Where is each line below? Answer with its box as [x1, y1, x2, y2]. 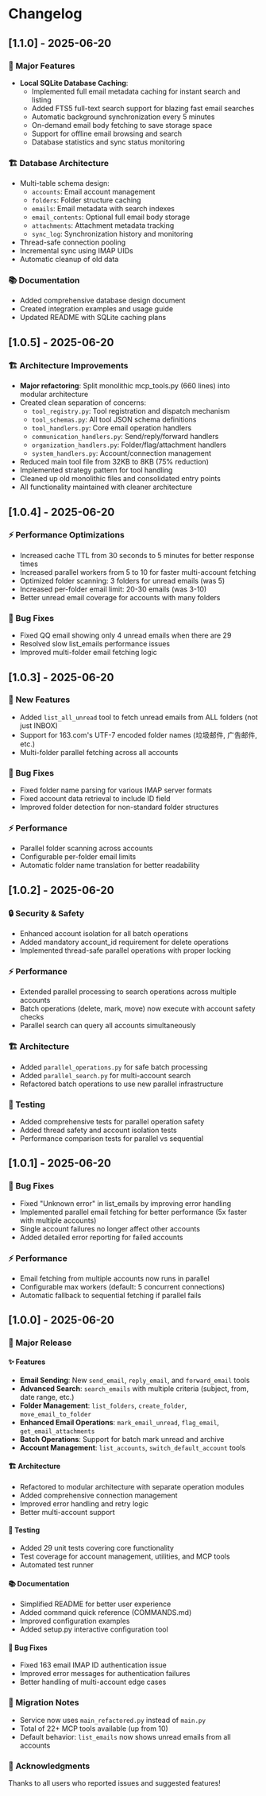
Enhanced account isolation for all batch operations [19, 929, 189, 938]
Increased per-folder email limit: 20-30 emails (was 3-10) [19, 584, 207, 594]
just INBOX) [19, 720, 58, 730]
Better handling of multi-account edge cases [19, 1677, 167, 1687]
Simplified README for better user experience [19, 1599, 172, 1609]
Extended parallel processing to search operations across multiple [19, 987, 237, 996]
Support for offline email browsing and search [31, 129, 183, 138]
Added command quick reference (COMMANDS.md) [19, 1608, 192, 1617]
